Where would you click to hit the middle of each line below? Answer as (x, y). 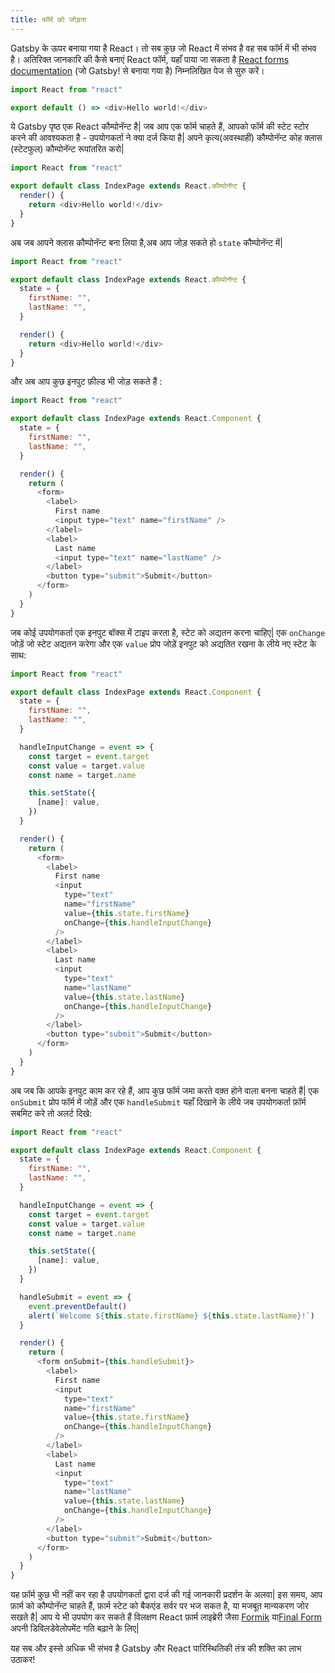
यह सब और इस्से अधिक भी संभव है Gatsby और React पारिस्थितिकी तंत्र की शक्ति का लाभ (156, 1648)
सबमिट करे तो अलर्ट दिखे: (51, 1113)
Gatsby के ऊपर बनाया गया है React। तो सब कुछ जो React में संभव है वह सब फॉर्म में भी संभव (163, 48)
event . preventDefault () (78, 1306)
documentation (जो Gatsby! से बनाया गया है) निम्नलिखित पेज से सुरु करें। (137, 70)
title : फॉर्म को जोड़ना (48, 19)
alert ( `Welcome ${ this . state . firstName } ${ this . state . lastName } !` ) (171, 1316)
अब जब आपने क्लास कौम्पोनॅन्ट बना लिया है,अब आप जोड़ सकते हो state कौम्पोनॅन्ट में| (146, 242)
